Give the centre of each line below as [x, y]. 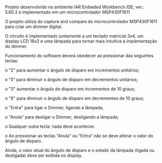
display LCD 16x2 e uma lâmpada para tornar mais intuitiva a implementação [81, 41]
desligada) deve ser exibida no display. [44, 155]
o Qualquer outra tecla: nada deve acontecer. [50, 126]
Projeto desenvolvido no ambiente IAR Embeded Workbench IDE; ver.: [74, 7]
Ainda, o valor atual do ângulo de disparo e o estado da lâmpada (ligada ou [80, 150]
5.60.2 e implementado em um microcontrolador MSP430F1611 [67, 12]
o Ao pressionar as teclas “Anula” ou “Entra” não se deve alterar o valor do [79, 136]
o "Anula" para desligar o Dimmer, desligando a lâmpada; [62, 117]
